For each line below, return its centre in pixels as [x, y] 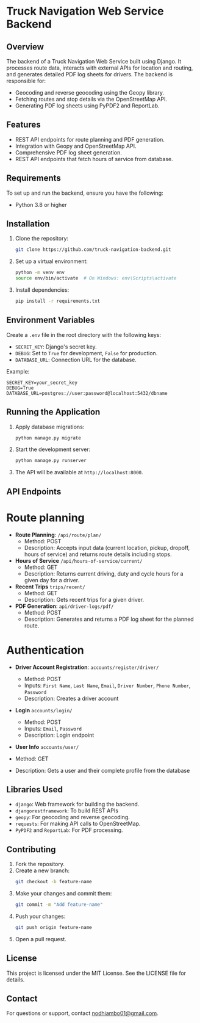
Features [23, 125]
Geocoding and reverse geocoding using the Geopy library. [90, 92]
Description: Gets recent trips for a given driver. [84, 599]
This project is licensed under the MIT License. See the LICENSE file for [96, 973]
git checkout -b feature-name [54, 882]
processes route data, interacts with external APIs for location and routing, [100, 68]
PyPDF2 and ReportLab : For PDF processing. [69, 830]
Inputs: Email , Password [53, 728]
